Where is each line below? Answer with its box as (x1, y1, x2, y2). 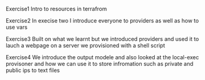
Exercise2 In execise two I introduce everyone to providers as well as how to (6, 17, 199, 24)
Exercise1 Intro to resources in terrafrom (6, 5, 107, 12)
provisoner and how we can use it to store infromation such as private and (6, 60, 194, 67)
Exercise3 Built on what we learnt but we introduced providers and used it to (6, 35, 199, 42)
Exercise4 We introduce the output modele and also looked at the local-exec (6, 54, 199, 60)
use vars (6, 24, 28, 31)
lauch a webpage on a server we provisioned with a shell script (6, 42, 165, 49)
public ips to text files (6, 67, 60, 74)
